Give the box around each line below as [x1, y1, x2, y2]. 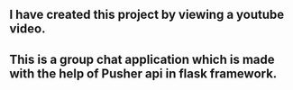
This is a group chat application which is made [9, 51, 275, 67]
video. [9, 22, 46, 37]
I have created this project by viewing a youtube [9, 7, 285, 22]
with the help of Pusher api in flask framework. [9, 66, 278, 81]
